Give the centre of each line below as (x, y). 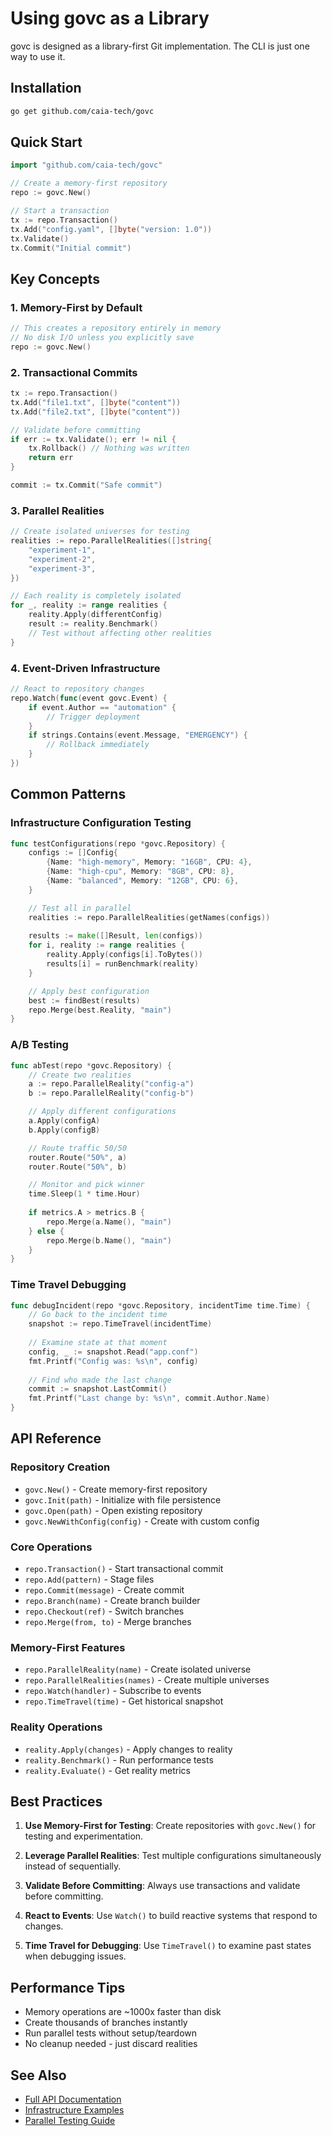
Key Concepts (55, 278)
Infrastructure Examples (74, 2110)
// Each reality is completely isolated (96, 596)
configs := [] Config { (73, 853)
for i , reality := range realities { (107, 945)
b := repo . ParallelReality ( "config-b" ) (111, 1093)
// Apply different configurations (102, 1112)
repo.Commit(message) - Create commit (104, 1590)
